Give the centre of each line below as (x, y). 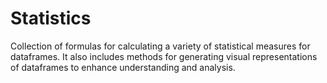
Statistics (51, 18)
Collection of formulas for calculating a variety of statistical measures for (160, 46)
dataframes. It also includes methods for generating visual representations (164, 56)
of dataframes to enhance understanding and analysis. (123, 67)
